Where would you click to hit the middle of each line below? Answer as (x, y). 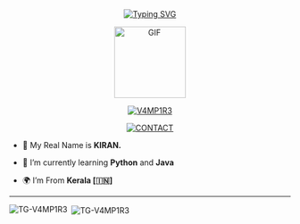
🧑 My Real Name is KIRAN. (72, 145)
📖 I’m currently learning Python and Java (98, 162)
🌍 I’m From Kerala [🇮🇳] (67, 180)
